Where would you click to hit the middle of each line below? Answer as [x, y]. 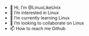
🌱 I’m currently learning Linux [40, 18]
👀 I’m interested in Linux [34, 13]
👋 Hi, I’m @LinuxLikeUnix [35, 8]
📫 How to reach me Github [38, 28]
